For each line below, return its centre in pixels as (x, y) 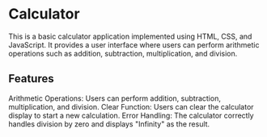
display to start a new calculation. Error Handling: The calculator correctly (131, 115)
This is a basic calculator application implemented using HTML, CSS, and (130, 36)
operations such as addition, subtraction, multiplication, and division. (123, 53)
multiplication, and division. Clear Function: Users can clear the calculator (131, 106)
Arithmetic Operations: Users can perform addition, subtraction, (114, 98)
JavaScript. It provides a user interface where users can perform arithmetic (134, 44)
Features (31, 79)
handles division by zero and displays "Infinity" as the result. (109, 124)
